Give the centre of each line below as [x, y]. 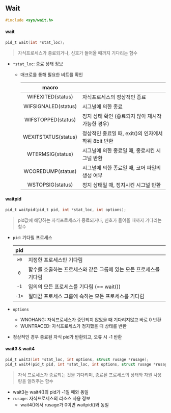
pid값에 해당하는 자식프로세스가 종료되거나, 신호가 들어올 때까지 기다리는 [90, 220]
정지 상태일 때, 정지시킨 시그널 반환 [122, 185]
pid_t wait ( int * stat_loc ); [35, 42]
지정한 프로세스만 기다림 [55, 260]
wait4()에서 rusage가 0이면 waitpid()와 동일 [65, 404]
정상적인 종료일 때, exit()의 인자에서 [122, 133]
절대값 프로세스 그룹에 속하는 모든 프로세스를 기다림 [86, 296]
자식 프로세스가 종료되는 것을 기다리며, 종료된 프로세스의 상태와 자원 [85, 375]
